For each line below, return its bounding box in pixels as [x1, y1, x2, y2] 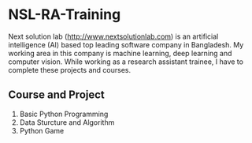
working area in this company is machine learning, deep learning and [8, 48, 232, 58]
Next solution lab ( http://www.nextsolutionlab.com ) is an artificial [8, 32, 219, 41]
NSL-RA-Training [8, 6, 121, 24]
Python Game [19, 126, 65, 135]
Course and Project [8, 88, 105, 102]
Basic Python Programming [19, 109, 109, 119]
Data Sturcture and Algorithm [19, 117, 115, 127]
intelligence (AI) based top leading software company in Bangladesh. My [8, 40, 244, 49]
